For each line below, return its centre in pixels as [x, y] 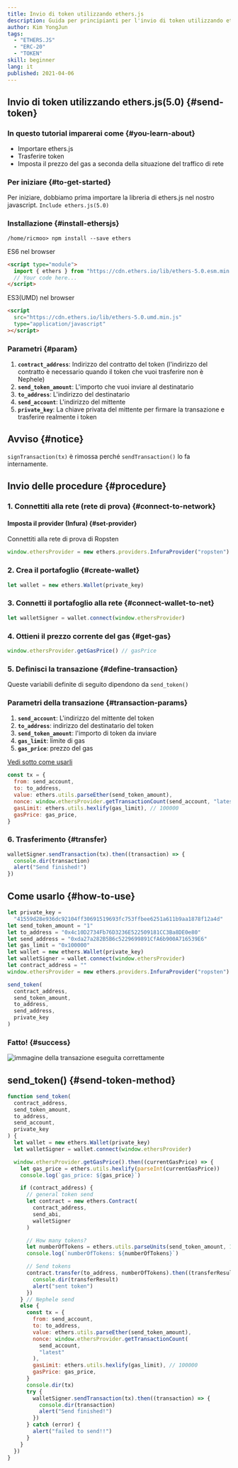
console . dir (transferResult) [76, 1279]
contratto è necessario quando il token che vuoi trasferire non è [110, 372]
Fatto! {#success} [39, 1042]
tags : [15, 34]
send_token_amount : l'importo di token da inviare [87, 733]
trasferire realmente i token [57, 417]
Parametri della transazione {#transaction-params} [97, 703]
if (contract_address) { [57, 1188]
